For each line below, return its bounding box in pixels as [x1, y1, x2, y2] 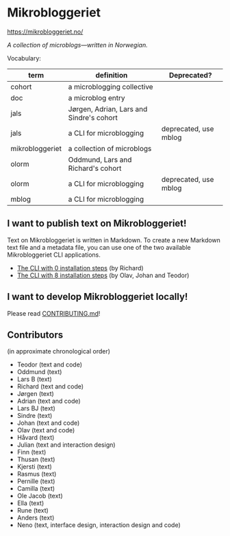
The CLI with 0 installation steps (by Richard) [16, 264, 144, 272]
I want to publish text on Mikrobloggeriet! [7, 218, 187, 229]
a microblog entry [68, 93, 125, 102]
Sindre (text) [16, 412, 53, 420]
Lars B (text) [16, 375, 53, 384]
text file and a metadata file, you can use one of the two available [7, 243, 191, 251]
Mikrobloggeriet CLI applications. [7, 250, 101, 259]
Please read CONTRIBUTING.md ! [7, 309, 101, 317]
